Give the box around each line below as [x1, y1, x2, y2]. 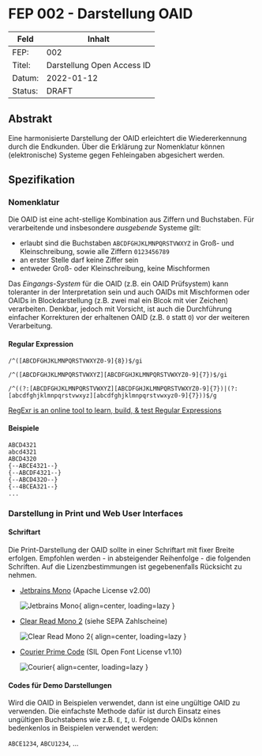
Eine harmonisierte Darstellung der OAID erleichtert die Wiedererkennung [8, 133, 247, 142]
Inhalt [87, 33, 110, 44]
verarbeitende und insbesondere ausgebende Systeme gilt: [8, 223, 201, 233]
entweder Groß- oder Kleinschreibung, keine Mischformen [19, 264, 211, 273]
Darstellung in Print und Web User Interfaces [8, 507, 184, 519]
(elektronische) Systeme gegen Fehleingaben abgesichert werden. [8, 150, 225, 159]
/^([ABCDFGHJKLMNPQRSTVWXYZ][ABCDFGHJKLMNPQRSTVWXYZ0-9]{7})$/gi [8, 370, 227, 378]
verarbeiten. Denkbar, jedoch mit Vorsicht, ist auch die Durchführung [8, 304, 233, 313]
